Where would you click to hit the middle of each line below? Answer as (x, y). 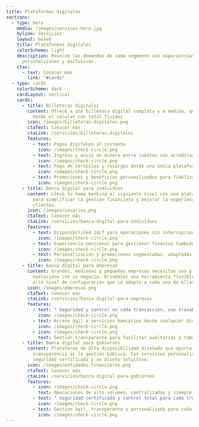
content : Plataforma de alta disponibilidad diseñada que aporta (110, 349)
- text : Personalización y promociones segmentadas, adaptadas (112, 255)
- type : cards (29, 84)
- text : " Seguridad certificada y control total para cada (108, 398)
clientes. (45, 205)
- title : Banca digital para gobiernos (71, 343)
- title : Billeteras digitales (60, 105)
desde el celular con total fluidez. (79, 116)
